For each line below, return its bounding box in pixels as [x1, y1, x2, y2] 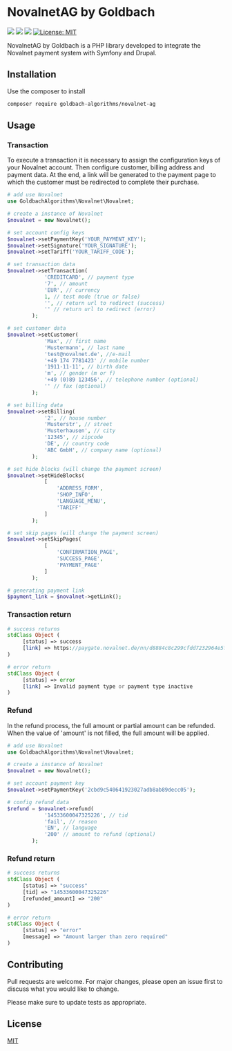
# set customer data [7, 325, 67, 332]
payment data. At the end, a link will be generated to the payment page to [7, 171, 216, 179]
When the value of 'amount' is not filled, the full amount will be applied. [7, 729, 209, 737]
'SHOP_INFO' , [56, 492, 95, 499]
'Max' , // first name [43, 337, 107, 344]
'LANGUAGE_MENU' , [56, 498, 107, 505]
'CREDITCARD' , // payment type [43, 274, 135, 281]
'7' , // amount [43, 280, 88, 287]
